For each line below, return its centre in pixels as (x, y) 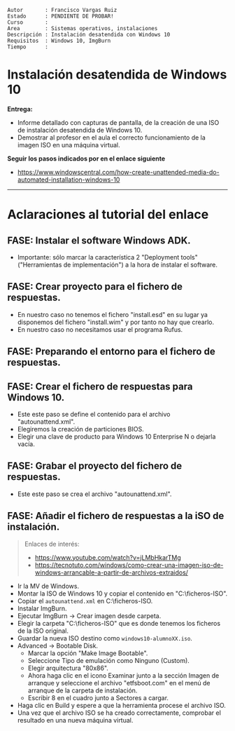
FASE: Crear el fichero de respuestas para (100, 386)
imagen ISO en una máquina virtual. (69, 145)
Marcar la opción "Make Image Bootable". (88, 653)
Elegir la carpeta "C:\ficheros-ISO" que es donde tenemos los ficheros (119, 623)
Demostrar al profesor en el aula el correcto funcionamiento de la (112, 138)
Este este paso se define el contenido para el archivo (94, 414)
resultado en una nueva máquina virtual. (75, 720)
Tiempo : (28, 47)
